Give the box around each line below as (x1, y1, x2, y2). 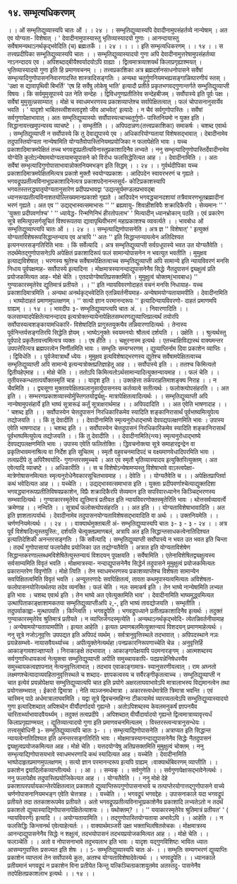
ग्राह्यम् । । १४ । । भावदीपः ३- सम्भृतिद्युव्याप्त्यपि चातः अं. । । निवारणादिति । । (7, 304, 188, 313)
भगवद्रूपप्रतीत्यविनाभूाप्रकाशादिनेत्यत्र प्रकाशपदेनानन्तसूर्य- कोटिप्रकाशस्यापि (7, 177, 166, 185)
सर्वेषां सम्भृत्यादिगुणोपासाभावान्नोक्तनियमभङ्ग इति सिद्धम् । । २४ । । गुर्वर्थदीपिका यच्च (7, 161, 198, 170)
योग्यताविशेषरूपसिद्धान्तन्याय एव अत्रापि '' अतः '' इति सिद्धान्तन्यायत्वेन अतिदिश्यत (7, 233, 184, 241)
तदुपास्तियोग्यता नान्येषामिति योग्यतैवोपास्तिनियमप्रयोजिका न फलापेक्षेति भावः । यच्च (7, 137, 188, 146)
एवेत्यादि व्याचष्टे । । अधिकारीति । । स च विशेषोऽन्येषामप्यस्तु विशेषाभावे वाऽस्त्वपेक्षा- (7, 463, 195, 472)
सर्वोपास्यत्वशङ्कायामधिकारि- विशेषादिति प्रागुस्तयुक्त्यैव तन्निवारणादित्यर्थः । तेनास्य (7, 320, 187, 329)
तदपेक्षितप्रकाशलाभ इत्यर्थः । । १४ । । (7, 869, 95, 878)
